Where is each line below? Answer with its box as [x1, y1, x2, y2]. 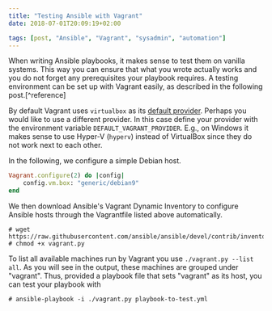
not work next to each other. [8, 141, 103, 150]
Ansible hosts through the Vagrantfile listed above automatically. [8, 210, 223, 219]
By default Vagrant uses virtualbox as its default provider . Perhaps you [8, 106, 247, 116]
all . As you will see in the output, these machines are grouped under [8, 263, 239, 271]
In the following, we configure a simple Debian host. [8, 156, 182, 166]
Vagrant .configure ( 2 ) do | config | [8, 171, 125, 180]
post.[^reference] [8, 90, 66, 100]
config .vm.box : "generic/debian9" [23, 179, 139, 187]
